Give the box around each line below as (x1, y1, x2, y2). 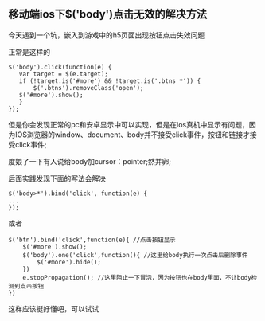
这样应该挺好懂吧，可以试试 (8, 303, 99, 313)
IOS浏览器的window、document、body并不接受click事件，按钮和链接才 (14, 130, 251, 139)
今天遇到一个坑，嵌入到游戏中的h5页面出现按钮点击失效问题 (8, 30, 205, 40)
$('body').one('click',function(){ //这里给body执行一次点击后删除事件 (22, 251, 248, 259)
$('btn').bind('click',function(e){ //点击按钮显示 (8, 236, 177, 244)
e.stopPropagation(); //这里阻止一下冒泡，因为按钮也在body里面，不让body (22, 273, 252, 281)
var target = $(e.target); (18, 70, 109, 78)
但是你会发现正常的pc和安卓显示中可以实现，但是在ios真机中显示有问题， (8, 119, 249, 129)
